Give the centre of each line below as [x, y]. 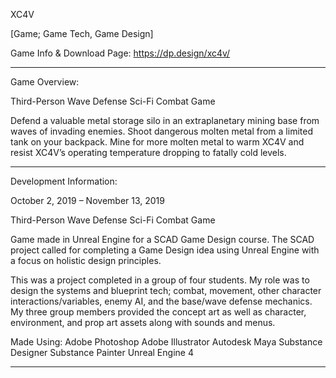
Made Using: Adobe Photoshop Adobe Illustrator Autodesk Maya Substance [166, 342]
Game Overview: [45, 82]
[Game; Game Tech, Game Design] [82, 33]
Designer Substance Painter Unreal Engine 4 [102, 352]
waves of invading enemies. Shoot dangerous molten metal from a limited [161, 131]
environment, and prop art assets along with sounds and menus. [143, 322]
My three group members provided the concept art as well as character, [158, 312]
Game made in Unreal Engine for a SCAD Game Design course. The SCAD [162, 239]
